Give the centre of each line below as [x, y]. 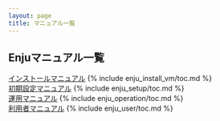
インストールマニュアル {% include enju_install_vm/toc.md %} [110, 79]
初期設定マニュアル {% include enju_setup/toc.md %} [96, 88]
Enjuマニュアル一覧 [56, 57]
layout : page [30, 16]
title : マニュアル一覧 [42, 23]
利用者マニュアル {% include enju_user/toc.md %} [91, 108]
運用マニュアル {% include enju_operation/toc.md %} [96, 99]
